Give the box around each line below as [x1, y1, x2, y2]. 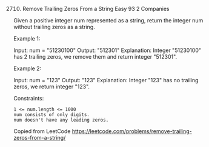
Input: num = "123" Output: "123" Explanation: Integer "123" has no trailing [13, 77, 199, 83]
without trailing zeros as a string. [13, 24, 95, 30]
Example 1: [13, 35, 41, 42]
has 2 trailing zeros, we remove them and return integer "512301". [13, 53, 177, 60]
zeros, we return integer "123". [13, 83, 90, 90]
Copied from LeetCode [13, 128, 71, 135]
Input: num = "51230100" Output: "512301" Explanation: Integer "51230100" [13, 47, 202, 54]
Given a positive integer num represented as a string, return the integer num [13, 17, 204, 24]
